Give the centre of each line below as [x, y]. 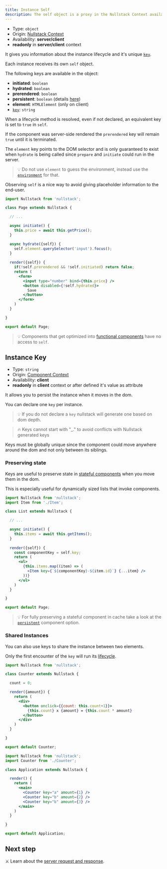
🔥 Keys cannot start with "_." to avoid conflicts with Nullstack [80, 430]
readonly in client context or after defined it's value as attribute [78, 385]
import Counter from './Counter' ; [41, 760]
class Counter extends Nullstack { [42, 674]
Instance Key [26, 358]
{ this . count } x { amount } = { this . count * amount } [80, 710]
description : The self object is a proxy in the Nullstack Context [77, 14]
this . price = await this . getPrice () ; [53, 230]
